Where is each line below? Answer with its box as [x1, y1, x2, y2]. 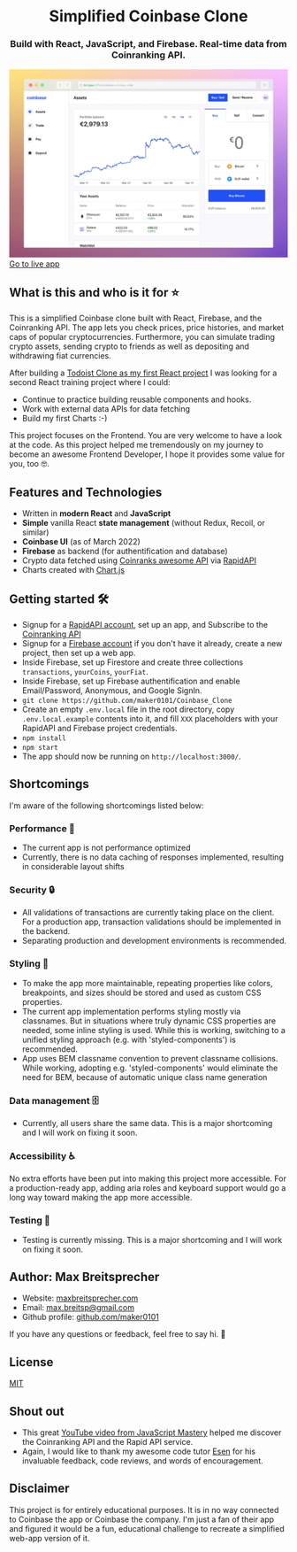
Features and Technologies [9, 484, 163, 499]
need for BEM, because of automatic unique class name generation [21, 1071, 268, 1082]
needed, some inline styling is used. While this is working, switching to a [21, 1024, 286, 1035]
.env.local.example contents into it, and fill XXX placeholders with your [21, 714, 278, 724]
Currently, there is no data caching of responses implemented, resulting [21, 852, 285, 862]
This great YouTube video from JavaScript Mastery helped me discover [21, 1427, 282, 1438]
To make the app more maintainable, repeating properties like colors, [21, 977, 273, 988]
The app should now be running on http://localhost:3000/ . [21, 751, 241, 762]
